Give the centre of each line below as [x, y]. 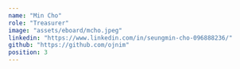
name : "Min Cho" [35, 15]
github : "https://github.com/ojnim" [69, 45]
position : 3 [28, 52]
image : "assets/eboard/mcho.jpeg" [66, 30]
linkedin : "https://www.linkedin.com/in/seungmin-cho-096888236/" [120, 38]
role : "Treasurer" [39, 23]
